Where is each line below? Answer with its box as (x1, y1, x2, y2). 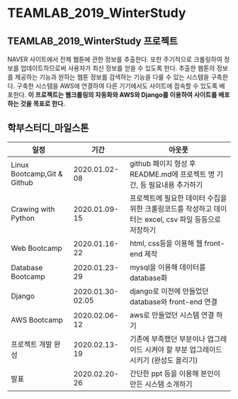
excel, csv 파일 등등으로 (144, 214, 221, 224)
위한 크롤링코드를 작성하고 (130, 203, 212, 213)
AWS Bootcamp (11, 315, 64, 325)
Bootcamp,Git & (11, 169, 63, 179)
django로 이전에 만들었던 (130, 286, 209, 296)
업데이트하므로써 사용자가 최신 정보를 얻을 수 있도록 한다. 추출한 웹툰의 (20, 64, 215, 72)
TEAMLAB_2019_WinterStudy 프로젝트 (7, 35, 178, 47)
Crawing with (11, 204, 55, 214)
